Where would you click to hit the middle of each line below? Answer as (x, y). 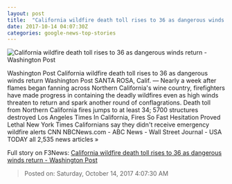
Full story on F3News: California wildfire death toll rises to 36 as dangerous (115, 153)
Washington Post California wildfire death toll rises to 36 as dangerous (108, 73)
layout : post (26, 13)
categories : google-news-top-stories (62, 33)
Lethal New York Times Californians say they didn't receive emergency (108, 125)
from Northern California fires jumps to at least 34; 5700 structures (103, 110)
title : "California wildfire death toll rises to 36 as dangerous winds (116, 20)
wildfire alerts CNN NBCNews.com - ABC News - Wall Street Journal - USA (115, 132)
